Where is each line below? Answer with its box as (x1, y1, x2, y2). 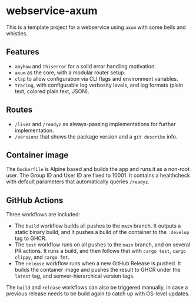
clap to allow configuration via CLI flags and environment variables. (14, 75, 178, 82)
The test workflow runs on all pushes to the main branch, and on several (14, 241, 191, 248)
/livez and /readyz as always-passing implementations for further (14, 120, 176, 127)
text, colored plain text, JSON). (14, 87, 89, 95)
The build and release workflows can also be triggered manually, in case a (6, 284, 188, 291)
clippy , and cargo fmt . (14, 253, 69, 261)
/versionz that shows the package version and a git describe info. (14, 133, 178, 140)
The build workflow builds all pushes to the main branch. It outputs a (14, 222, 181, 229)
